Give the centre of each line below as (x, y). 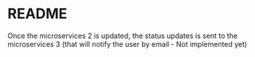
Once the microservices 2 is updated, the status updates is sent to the (123, 36)
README (37, 14)
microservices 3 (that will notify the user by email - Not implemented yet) (127, 44)
